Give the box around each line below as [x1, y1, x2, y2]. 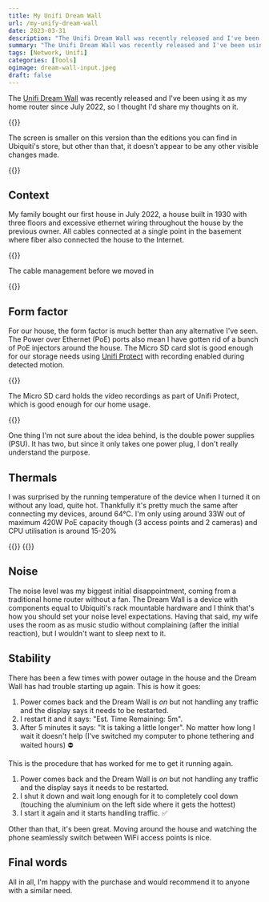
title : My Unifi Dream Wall [8, 11, 102, 20]
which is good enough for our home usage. [8, 399, 151, 409]
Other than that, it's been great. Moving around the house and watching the [8, 824, 258, 833]
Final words [8, 856, 68, 869]
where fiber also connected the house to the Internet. [8, 235, 185, 245]
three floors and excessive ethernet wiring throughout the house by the [8, 218, 244, 228]
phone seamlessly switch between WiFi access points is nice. [8, 832, 212, 842]
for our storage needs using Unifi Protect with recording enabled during [8, 351, 245, 361]
